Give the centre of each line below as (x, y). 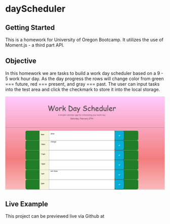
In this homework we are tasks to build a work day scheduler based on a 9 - (84, 73)
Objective (21, 61)
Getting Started (30, 28)
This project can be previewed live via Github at (55, 216)
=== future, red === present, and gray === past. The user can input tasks (82, 84)
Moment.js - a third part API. (35, 45)
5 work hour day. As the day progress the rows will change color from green (85, 79)
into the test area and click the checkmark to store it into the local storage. (83, 89)
